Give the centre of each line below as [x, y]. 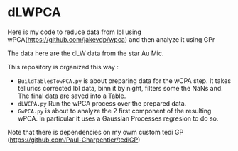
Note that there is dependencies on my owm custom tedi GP [96, 132]
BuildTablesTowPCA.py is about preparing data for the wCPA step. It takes [124, 80]
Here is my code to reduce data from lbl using [75, 32]
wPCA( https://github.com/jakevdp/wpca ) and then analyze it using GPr [111, 39]
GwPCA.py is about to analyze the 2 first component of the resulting [114, 111]
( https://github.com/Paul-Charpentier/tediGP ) [74, 140]
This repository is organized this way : [63, 67]
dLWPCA [34, 12]
